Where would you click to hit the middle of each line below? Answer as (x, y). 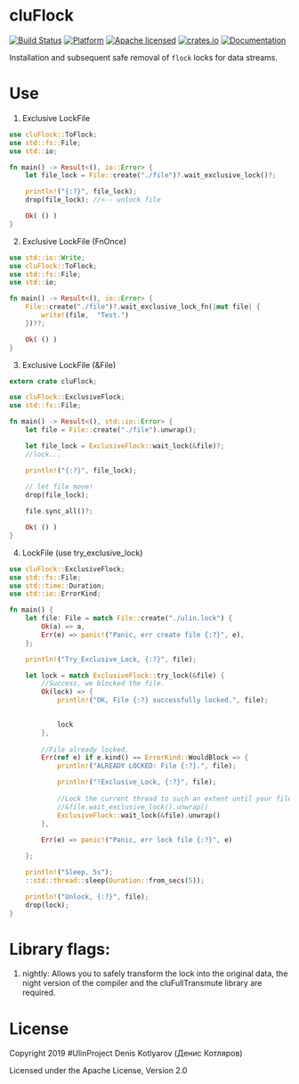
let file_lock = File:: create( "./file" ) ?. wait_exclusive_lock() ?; (151, 176)
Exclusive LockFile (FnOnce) (74, 241)
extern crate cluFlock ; (53, 381)
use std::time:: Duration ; (57, 586)
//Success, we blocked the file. (103, 684)
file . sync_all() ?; (59, 512)
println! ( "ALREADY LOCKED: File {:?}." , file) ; (147, 766)
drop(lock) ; (47, 905)
